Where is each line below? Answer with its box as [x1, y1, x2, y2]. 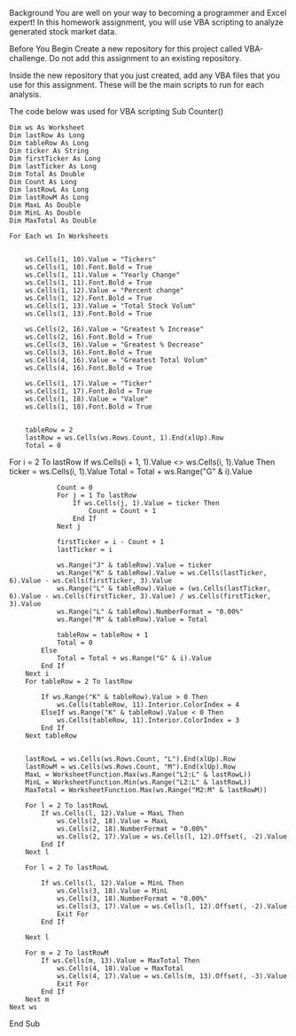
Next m [25, 995, 50, 1004]
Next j [56, 522, 82, 531]
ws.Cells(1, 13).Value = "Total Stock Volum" [25, 301, 197, 310]
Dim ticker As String [9, 146, 90, 155]
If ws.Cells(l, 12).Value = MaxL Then [41, 809, 184, 818]
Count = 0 [56, 483, 93, 492]
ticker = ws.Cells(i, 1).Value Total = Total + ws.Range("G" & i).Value [9, 466, 253, 477]
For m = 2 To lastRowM [25, 948, 109, 957]
